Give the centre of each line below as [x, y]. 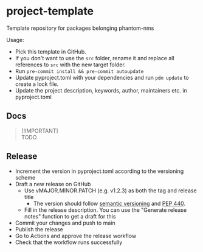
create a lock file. [37, 84]
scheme [25, 177]
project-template [50, 11]
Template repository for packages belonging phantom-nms [80, 28]
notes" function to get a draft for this [70, 216]
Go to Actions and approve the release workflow [76, 236]
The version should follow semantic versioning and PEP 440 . [109, 203]
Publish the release [39, 229]
